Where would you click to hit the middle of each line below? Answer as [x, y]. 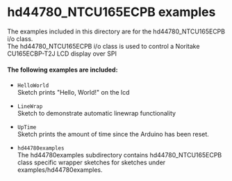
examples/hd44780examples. [60, 170]
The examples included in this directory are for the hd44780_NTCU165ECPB [116, 31]
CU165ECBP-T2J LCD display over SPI [62, 54]
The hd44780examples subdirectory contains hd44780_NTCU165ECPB [119, 155]
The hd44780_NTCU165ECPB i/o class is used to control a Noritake [103, 46]
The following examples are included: [63, 70]
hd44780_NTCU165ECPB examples [111, 12]
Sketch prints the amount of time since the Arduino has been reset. [113, 134]
